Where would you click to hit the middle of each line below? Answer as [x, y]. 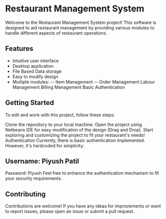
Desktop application [33, 66]
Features [19, 49]
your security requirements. [34, 178]
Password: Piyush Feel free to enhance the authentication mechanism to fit [82, 173]
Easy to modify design [35, 76]
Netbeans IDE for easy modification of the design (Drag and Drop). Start [79, 129]
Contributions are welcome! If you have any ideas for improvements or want [83, 206]
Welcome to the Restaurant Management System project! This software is [81, 22]
